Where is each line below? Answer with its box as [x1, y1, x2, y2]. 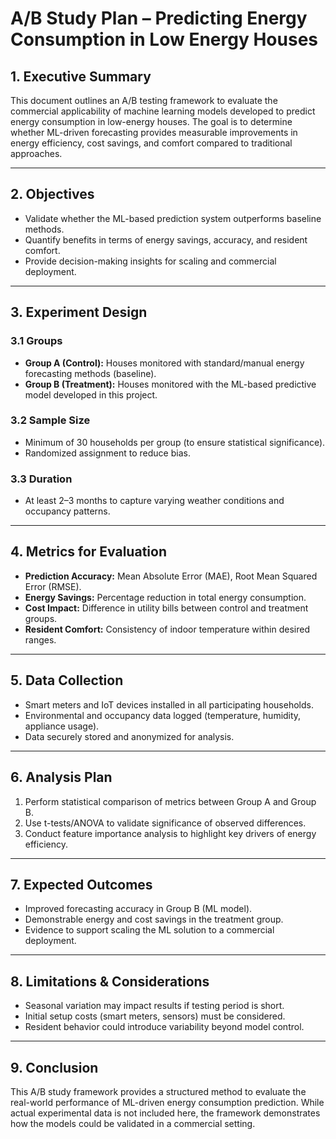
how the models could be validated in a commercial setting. [10, 1117, 256, 1129]
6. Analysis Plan [10, 769, 113, 786]
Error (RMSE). [24, 580, 82, 592]
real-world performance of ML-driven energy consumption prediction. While [10, 1096, 325, 1108]
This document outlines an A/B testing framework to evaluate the [10, 95, 278, 106]
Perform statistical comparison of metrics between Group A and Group [24, 795, 317, 807]
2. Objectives [10, 186, 95, 203]
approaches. [10, 148, 63, 159]
